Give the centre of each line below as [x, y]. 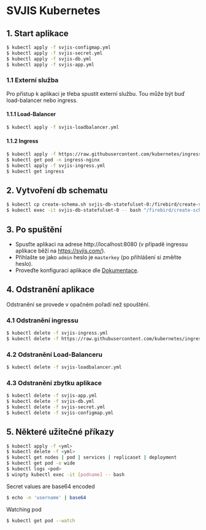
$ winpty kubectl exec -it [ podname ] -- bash [65, 474]
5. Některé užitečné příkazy [60, 432]
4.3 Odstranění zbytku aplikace [54, 383]
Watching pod [24, 509]
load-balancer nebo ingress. [42, 100]
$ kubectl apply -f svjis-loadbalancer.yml [63, 127]
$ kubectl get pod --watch [41, 520]
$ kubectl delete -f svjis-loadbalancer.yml [64, 367]
